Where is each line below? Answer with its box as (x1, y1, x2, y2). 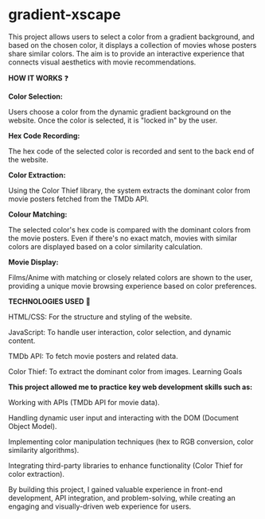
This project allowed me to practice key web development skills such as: (8, 382, 253, 392)
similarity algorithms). (8, 445, 80, 455)
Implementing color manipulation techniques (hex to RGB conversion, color (8, 436, 254, 447)
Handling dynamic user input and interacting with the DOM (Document (8, 412, 239, 423)
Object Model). (8, 421, 57, 431)
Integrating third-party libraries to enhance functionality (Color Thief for (8, 460, 244, 470)
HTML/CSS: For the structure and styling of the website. (8, 312, 193, 322)
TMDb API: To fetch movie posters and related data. (8, 351, 178, 361)
